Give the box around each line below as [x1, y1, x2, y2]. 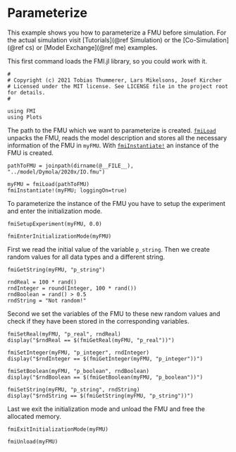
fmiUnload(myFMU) [7, 438, 58, 445]
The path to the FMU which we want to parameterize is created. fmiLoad [7, 126, 216, 135]
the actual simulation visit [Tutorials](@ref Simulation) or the [7, 35, 182, 44]
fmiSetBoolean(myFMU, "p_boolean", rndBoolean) [7, 367, 150, 374]
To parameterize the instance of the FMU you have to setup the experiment [7, 199, 225, 207]
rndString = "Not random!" [7, 297, 87, 304]
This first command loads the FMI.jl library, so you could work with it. [7, 56, 208, 65]
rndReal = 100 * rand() [7, 279, 77, 286]
